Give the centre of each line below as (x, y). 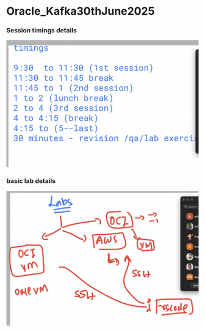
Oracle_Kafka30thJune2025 (81, 11)
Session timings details (42, 31)
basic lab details (31, 181)
